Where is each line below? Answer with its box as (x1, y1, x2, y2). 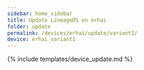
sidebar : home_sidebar (7, 10, 73, 17)
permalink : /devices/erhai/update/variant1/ (7, 29, 138, 37)
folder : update (7, 23, 51, 30)
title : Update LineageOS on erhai (7, 17, 107, 24)
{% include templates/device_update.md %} (7, 55, 134, 63)
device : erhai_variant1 (7, 36, 76, 43)
